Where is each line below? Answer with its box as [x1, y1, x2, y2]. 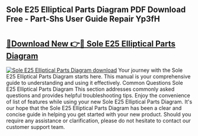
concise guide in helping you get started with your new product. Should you [6, 111, 191, 118]
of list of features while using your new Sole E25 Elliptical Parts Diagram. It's [6, 98, 193, 105]
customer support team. [6, 124, 65, 130]
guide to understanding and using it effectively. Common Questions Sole [6, 80, 183, 86]
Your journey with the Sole [118, 67, 183, 74]
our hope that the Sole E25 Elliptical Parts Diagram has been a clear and [6, 105, 182, 112]
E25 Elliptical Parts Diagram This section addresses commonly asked [6, 86, 175, 93]
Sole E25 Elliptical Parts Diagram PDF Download [6, 5, 186, 15]
